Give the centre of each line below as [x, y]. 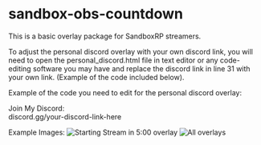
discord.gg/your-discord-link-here [65, 116]
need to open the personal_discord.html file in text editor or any [113, 60]
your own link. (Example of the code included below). [96, 77]
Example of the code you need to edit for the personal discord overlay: [125, 92]
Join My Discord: [37, 108]
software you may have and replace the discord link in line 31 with [141, 68]
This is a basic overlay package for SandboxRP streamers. [105, 36]
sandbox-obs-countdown [96, 14]
